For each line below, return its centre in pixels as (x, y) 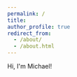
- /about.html (34, 46)
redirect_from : (29, 33)
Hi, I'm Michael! (30, 66)
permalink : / (26, 14)
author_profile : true (39, 27)
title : (17, 20)
